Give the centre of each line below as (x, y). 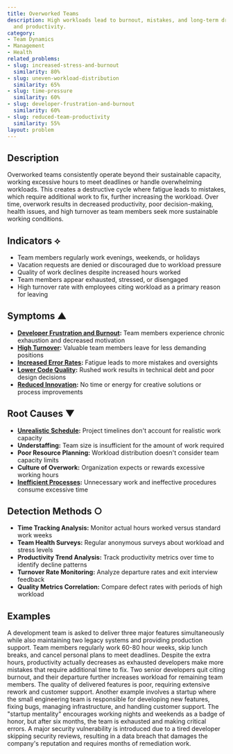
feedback (31, 580)
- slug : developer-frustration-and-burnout (71, 104)
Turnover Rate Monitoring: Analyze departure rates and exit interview (118, 572)
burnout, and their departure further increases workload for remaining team (115, 677)
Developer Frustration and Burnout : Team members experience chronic (121, 333)
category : (21, 33)
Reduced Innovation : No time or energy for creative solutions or (109, 384)
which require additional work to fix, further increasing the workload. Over (113, 197)
